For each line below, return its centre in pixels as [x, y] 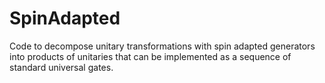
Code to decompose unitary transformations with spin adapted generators [162, 46]
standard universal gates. [61, 67]
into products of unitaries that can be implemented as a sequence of [150, 56]
